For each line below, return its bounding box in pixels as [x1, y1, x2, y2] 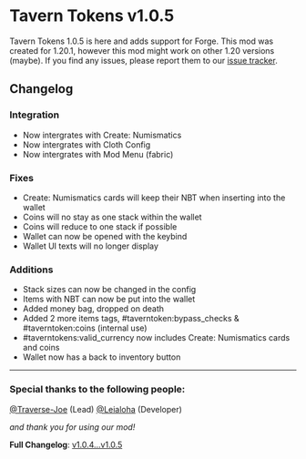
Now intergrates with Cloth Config [22, 138, 151, 150]
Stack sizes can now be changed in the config [22, 284, 197, 295]
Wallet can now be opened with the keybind [22, 230, 188, 241]
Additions [9, 263, 54, 276]
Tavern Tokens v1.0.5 [9, 5, 175, 26]
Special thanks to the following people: [9, 383, 186, 396]
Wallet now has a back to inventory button [22, 352, 181, 362]
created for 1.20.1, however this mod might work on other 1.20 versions [9, 45, 275, 56]
